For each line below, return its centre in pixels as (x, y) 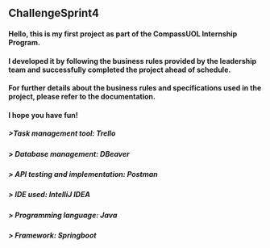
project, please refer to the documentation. (82, 97)
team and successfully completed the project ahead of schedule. (120, 69)
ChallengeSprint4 (54, 13)
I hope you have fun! (43, 115)
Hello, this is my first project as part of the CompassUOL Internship (123, 34)
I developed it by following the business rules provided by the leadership (133, 61)
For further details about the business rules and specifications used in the (135, 88)
